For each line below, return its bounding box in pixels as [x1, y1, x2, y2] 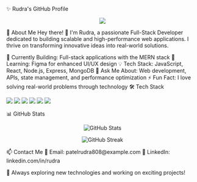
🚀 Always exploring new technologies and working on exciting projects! [6, 169, 186, 176]
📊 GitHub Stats [6, 110, 45, 117]
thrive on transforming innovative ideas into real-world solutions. [6, 42, 169, 49]
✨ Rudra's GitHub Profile [6, 5, 69, 12]
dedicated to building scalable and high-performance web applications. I [6, 35, 189, 42]
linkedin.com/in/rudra [6, 157, 60, 164]
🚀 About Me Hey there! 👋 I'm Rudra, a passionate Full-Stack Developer [6, 29, 184, 36]
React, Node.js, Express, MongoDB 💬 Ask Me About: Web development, [6, 67, 187, 74]
